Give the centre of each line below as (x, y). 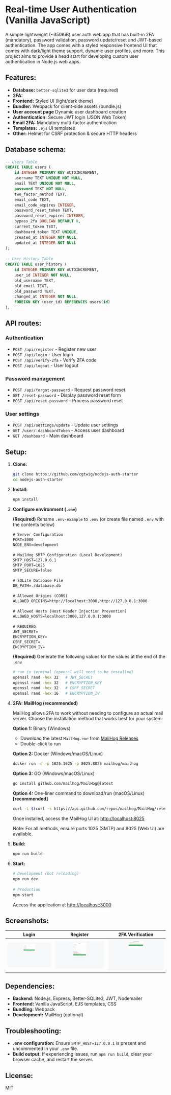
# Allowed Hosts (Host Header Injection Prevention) (70, 611)
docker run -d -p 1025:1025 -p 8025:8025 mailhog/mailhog (75, 764)
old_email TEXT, (32, 286)
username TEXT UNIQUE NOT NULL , (49, 178)
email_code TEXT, (33, 200)
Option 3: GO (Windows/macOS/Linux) (54, 773)
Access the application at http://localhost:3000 (62, 905)
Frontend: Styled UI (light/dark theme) (53, 101)
